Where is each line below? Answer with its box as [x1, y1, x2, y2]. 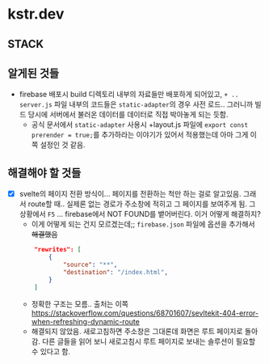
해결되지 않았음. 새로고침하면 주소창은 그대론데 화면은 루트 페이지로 [31, 326, 243, 336]
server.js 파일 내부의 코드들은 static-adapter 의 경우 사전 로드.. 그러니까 [19, 99, 254, 109]
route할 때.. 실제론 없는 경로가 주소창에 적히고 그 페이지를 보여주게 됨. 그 [27, 199, 256, 209]
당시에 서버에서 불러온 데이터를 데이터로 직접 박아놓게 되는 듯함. [27, 110, 229, 120]
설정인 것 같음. [40, 140, 86, 150]
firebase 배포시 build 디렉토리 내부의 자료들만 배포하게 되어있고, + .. [19, 90, 239, 99]
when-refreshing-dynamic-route [31, 316, 141, 326]
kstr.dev [7, 5, 65, 23]
